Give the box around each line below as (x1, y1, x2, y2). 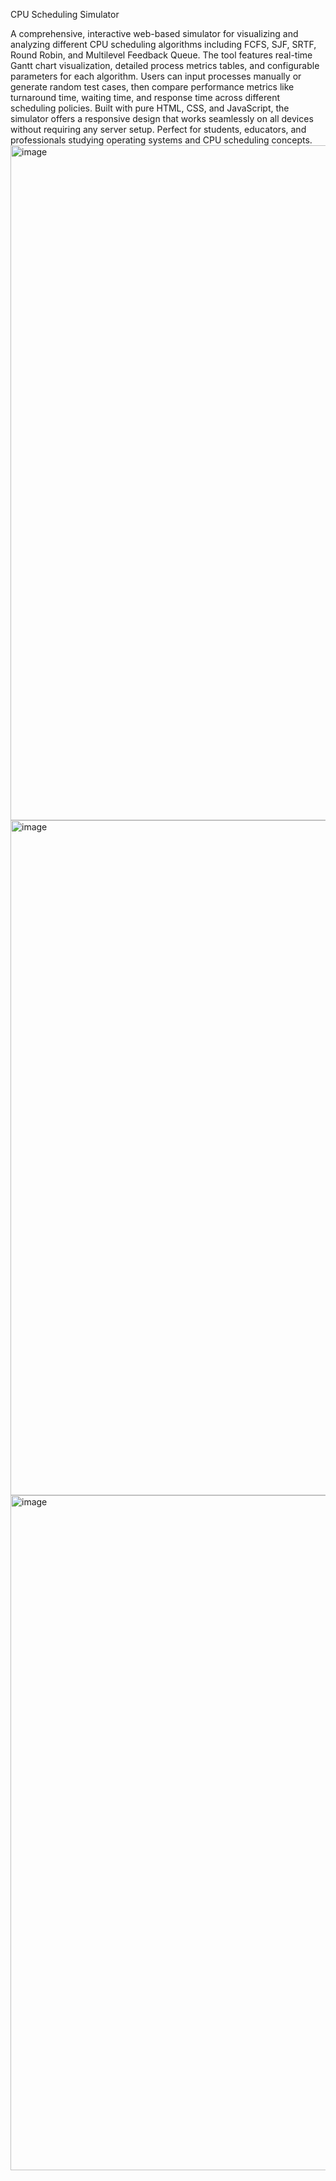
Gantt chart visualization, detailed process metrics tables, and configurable (10, 60, 320, 71)
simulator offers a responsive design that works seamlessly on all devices (10, 113, 314, 124)
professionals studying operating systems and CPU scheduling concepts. (10, 134, 313, 146)
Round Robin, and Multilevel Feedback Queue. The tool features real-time (10, 49, 313, 61)
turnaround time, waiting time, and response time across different (10, 92, 281, 103)
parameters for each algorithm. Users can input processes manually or (10, 70, 302, 82)
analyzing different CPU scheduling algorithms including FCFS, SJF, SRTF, (10, 39, 317, 50)
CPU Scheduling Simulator (10, 9, 120, 20)
